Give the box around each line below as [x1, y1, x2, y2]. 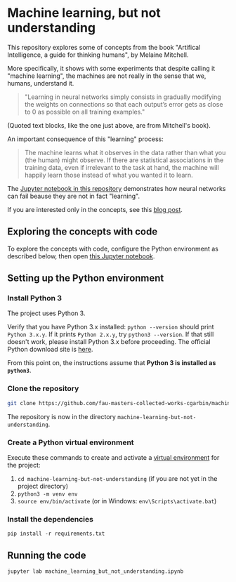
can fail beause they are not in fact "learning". [7, 192, 140, 200]
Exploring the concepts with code [7, 226, 158, 238]
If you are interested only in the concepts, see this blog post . [7, 205, 183, 213]
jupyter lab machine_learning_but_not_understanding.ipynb [7, 568, 184, 575]
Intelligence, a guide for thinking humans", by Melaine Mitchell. [7, 51, 189, 59]
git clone [7, 399, 37, 406]
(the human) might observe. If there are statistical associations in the [24, 156, 224, 164]
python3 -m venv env [17, 490, 78, 498]
